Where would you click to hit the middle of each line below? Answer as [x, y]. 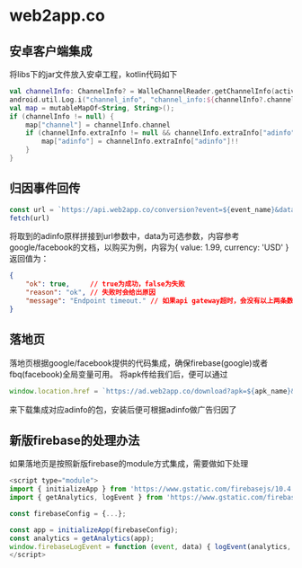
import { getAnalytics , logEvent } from [86, 498]
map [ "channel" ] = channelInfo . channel [98, 125]
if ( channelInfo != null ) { [62, 116]
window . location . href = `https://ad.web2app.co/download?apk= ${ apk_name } [151, 391]
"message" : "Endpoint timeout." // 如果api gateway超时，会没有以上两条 [156, 301]
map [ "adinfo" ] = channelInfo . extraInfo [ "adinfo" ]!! [141, 142]
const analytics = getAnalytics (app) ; [82, 538]
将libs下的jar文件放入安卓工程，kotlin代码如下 [93, 74]
